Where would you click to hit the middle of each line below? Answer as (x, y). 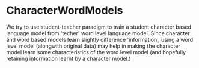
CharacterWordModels (65, 10)
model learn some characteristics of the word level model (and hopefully (96, 52)
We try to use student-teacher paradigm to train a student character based (99, 27)
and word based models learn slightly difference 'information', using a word (100, 39)
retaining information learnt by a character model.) (69, 58)
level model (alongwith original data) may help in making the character (93, 46)
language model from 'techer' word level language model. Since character (98, 33)
